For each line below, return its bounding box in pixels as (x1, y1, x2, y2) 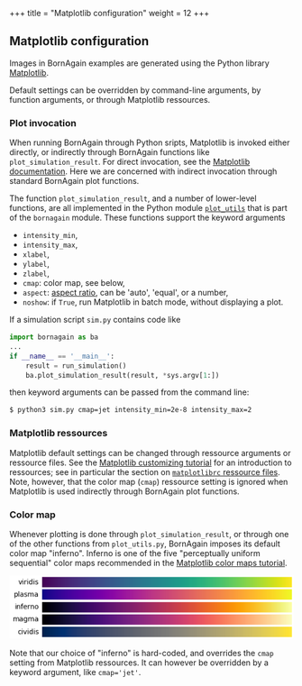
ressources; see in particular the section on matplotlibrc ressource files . (9, 466, 281, 477)
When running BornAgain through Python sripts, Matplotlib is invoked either (9, 137, 290, 148)
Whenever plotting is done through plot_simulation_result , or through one (9, 528, 289, 539)
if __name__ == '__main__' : (9, 352, 115, 361)
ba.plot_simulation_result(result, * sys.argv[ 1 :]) (25, 370, 220, 380)
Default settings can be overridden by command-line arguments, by (9, 85, 261, 96)
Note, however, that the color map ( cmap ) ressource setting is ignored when (9, 476, 288, 487)
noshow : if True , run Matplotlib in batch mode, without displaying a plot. (22, 297, 284, 307)
